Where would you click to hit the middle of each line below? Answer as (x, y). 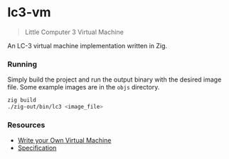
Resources (26, 125)
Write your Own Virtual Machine (64, 141)
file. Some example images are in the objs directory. (84, 87)
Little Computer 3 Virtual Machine (74, 32)
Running (22, 64)
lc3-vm (29, 12)
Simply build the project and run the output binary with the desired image (114, 79)
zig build (22, 100)
